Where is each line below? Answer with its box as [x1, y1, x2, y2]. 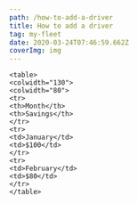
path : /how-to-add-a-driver [9, 12, 114, 22]
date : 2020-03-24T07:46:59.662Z [9, 37, 129, 47]
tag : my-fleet [9, 29, 62, 38]
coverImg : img [9, 46, 62, 55]
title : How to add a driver [9, 21, 114, 30]
